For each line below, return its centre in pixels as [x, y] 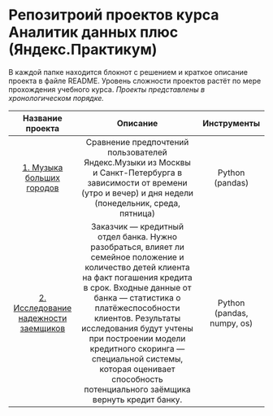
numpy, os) [232, 323]
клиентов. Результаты [137, 317]
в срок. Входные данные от [137, 287]
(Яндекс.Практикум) [83, 50]
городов [43, 187]
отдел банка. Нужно [137, 236]
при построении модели [137, 338]
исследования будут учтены [137, 328]
